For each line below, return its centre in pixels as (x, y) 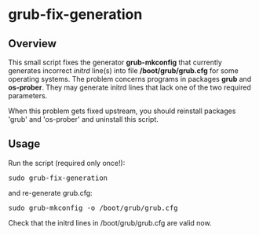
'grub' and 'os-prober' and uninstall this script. (84, 119)
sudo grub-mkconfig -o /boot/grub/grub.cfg (93, 207)
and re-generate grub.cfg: (50, 193)
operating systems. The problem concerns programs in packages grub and (130, 79)
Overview (33, 44)
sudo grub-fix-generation (58, 178)
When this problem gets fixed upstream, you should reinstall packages (122, 111)
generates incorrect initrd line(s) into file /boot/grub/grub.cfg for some (124, 71)
